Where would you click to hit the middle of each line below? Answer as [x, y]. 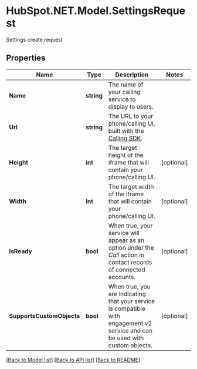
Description [132, 75]
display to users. [131, 106]
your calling [124, 92]
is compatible [127, 308]
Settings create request [34, 39]
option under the [131, 247]
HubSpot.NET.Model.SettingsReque [96, 11]
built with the [126, 130]
